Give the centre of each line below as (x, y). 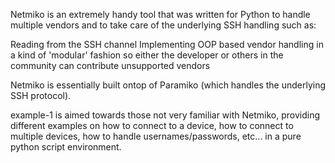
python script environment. (66, 147)
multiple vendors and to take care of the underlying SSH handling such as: (163, 25)
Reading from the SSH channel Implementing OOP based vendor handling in (167, 44)
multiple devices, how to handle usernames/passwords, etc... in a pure (156, 136)
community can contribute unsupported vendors (110, 65)
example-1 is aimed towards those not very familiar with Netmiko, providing (165, 115)
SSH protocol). (41, 95)
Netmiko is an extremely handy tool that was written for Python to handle (160, 14)
